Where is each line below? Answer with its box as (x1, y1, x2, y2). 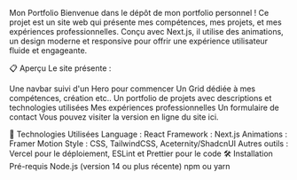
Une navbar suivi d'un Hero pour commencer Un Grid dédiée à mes (9, 83, 256, 94)
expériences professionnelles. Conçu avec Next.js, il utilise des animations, (9, 27, 284, 36)
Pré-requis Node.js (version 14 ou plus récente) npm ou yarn (9, 161, 231, 171)
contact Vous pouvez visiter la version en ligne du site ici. (9, 112, 219, 122)
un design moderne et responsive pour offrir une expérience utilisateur (9, 35, 269, 46)
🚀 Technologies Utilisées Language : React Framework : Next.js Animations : (9, 129, 288, 139)
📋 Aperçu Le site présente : (9, 63, 112, 74)
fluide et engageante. (9, 45, 88, 56)
